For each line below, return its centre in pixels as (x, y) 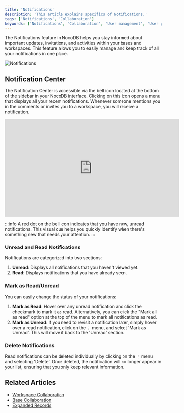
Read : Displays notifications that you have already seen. (70, 273)
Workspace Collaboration (38, 394)
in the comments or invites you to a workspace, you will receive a (72, 107)
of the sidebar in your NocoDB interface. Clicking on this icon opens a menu (83, 96)
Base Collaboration (32, 400)
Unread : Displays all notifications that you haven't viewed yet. (75, 268)
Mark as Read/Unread (32, 286)
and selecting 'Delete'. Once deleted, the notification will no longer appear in (83, 361)
